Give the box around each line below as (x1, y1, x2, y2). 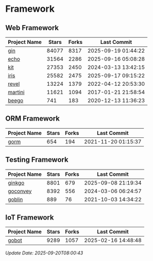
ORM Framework (5, 114, 60, 123)
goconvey (8, 187, 32, 195)
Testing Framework (5, 155, 69, 164)
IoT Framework (5, 213, 54, 222)
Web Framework (5, 23, 59, 32)
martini (8, 89, 25, 96)
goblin (8, 196, 23, 203)
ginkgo (8, 179, 25, 186)
